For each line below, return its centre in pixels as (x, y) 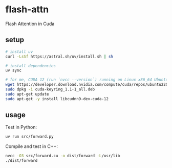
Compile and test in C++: (31, 146)
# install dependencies (31, 66)
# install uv (19, 52)
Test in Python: (21, 127)
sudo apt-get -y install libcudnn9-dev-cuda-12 (57, 99)
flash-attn (27, 10)
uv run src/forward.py (29, 137)
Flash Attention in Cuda (30, 24)
